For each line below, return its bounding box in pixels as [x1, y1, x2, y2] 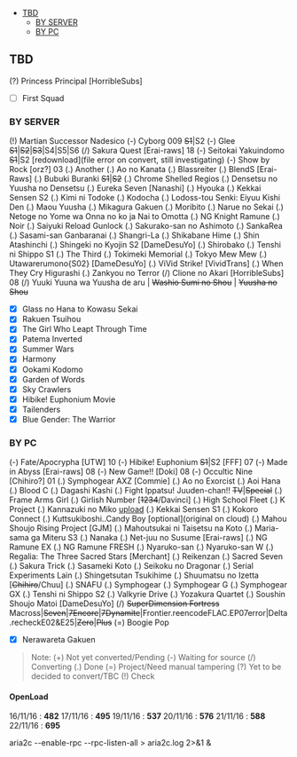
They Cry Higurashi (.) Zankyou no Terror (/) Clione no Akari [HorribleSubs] [9, 268, 285, 279]
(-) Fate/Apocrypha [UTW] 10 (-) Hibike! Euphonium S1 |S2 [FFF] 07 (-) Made [9, 457, 288, 468]
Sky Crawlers [21, 383, 72, 394]
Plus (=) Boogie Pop [96, 617, 170, 628]
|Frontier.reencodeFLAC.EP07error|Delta [140, 608, 288, 619]
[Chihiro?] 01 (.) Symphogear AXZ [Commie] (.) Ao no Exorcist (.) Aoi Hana [9, 476, 281, 486]
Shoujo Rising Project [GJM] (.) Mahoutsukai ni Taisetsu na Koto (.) [9, 523, 253, 533]
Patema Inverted [21, 334, 82, 344]
